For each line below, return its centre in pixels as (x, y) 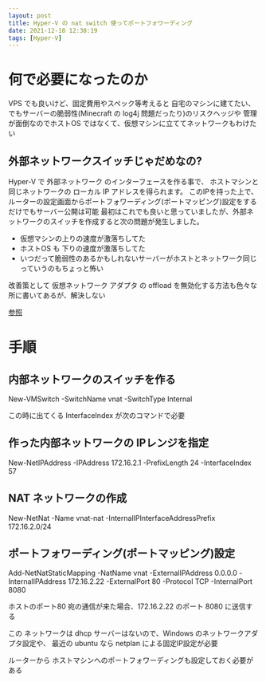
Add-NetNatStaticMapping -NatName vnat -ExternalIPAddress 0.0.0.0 (123, 573)
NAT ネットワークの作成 (68, 498)
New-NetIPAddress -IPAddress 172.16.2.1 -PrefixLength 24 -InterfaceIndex (130, 463)
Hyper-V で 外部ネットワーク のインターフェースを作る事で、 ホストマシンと (133, 181)
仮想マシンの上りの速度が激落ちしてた (82, 239)
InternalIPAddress (37, 581)
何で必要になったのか (78, 80)
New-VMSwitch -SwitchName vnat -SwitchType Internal (100, 399)
